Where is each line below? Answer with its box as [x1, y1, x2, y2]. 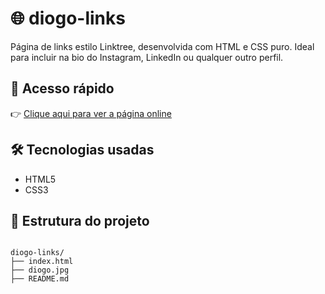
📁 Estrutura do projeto [10, 212, 150, 229]
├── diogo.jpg [10, 265, 70, 276]
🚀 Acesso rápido [10, 80, 115, 97]
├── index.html [10, 257, 74, 267]
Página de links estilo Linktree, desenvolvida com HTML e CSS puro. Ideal [10, 40, 315, 52]
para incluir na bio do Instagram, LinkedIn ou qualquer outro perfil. [10, 51, 284, 63]
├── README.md [10, 274, 70, 284]
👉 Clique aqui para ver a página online [10, 107, 172, 119]
